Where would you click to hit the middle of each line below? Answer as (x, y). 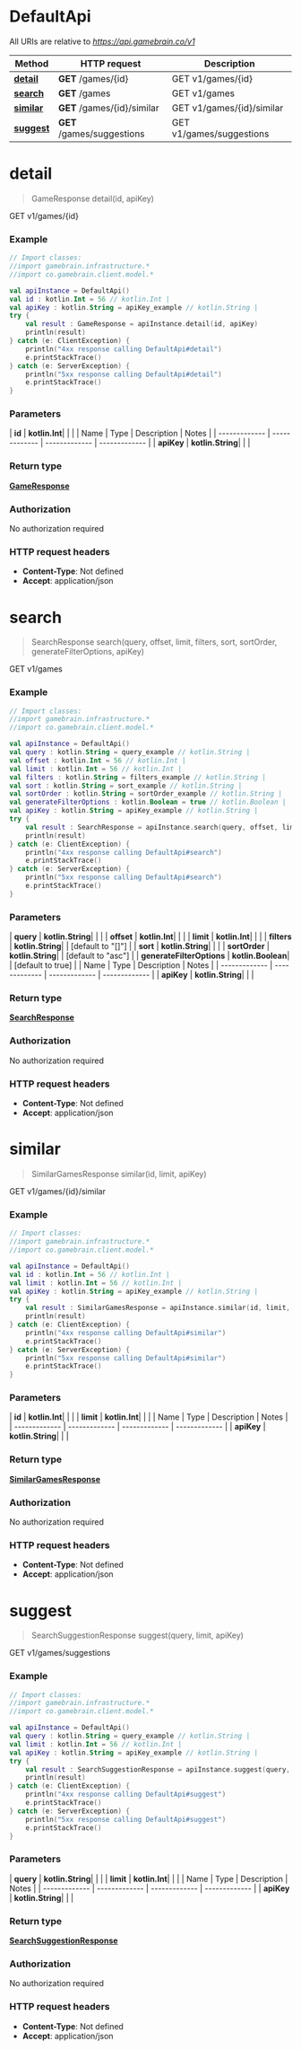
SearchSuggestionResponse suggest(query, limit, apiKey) (138, 1635)
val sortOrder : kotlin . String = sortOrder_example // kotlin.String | (146, 794)
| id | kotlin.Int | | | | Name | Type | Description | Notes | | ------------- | (140, 434)
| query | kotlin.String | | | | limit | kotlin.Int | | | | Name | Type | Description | (149, 1878)
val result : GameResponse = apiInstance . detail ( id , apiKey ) (142, 324)
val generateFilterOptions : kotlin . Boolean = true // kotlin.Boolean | (148, 802)
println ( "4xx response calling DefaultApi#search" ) (124, 852)
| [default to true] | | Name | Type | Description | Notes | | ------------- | (141, 965)
